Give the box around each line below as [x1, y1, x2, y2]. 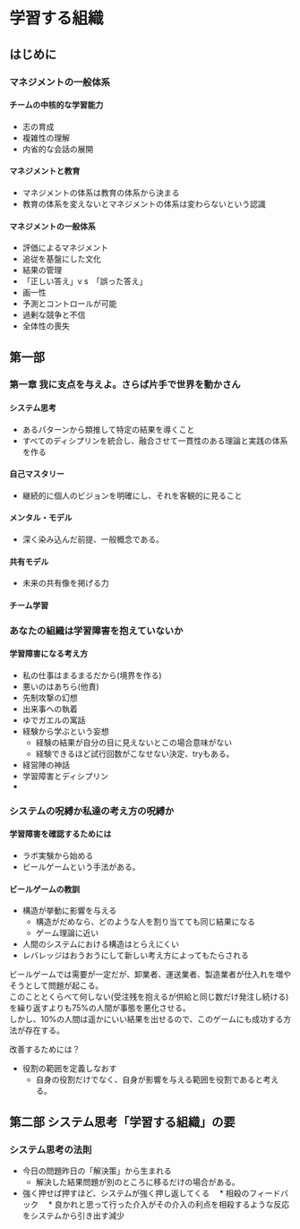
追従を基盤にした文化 [21, 254, 101, 264]
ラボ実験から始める [21, 850, 94, 861]
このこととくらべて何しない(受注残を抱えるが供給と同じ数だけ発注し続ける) [9, 992, 289, 1002]
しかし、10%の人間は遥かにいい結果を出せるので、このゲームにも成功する [9, 1014, 284, 1025]
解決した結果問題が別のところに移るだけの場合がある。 [35, 1176, 240, 1187]
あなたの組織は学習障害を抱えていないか [9, 624, 184, 637]
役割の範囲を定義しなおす [21, 1063, 117, 1074]
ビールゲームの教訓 [9, 883, 81, 894]
